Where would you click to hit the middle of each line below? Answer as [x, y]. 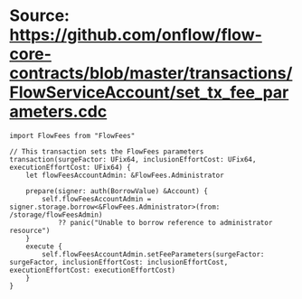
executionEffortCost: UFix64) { [70, 167]
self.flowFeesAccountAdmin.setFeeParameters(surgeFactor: [153, 254]
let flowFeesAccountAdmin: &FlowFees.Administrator [125, 175]
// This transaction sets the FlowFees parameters [107, 151]
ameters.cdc [58, 112]
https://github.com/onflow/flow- [136, 35]
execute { [44, 246]
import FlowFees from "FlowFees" [72, 135]
